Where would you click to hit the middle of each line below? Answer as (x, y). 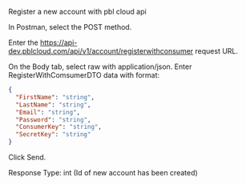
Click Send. (27, 157)
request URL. (217, 51)
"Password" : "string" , (53, 119)
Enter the (23, 42)
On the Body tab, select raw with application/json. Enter (100, 66)
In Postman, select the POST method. (70, 27)
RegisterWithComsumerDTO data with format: (84, 75)
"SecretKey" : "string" (53, 135)
